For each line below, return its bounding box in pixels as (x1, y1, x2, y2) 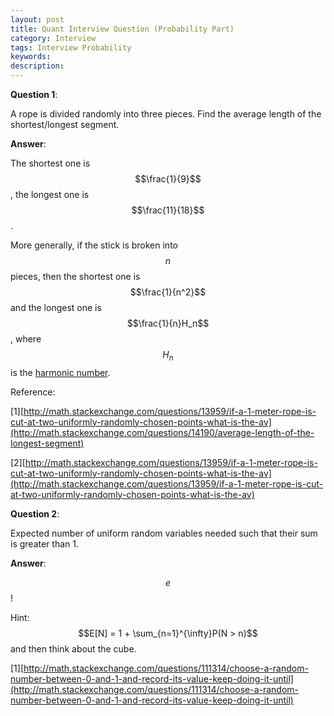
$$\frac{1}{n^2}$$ (129, 286, 207, 298)
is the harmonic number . (10, 366, 111, 378)
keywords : (10, 52, 52, 62)
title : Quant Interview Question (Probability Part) (10, 24, 235, 34)
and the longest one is (10, 302, 102, 313)
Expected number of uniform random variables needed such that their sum (10, 527, 318, 539)
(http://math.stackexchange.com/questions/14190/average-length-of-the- (10, 426, 315, 438)
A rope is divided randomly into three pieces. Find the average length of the (10, 108, 322, 120)
